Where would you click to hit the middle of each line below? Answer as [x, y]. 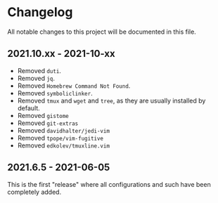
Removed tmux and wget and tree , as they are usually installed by [111, 100]
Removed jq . [36, 78]
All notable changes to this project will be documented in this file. [102, 32]
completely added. [34, 192]
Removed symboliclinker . [55, 93]
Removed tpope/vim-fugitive [60, 138]
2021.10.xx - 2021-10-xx [61, 54]
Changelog [40, 12]
